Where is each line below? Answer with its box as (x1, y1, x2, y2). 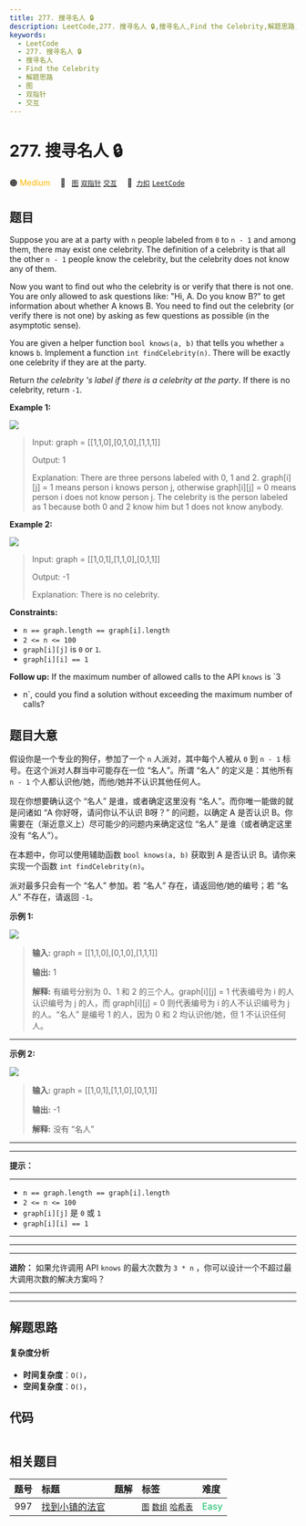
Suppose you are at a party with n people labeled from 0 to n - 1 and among (9, 235, 296, 246)
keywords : (9, 30, 47, 39)
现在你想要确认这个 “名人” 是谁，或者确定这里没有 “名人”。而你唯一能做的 (9, 795, 286, 806)
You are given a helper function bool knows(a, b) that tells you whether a (9, 338, 284, 349)
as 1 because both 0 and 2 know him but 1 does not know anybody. (31, 501, 284, 512)
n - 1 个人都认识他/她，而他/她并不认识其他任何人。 (9, 776, 206, 787)
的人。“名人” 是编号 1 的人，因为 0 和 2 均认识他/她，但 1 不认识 (31, 1009, 270, 1019)
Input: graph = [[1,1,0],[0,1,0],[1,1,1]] (31, 437, 161, 448)
